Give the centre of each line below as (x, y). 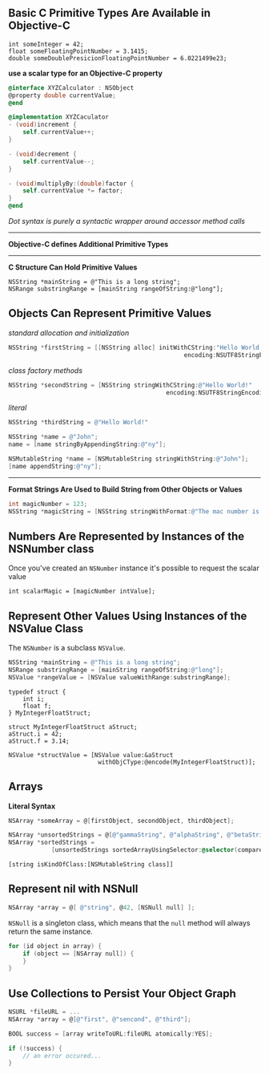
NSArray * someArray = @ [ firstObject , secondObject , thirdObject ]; (121, 821)
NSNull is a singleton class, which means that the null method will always (129, 922)
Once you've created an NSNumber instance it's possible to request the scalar (134, 568)
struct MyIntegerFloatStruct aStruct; (73, 727)
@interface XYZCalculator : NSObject (71, 87)
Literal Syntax (32, 806)
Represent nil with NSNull (73, 889)
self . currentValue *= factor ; (73, 191)
